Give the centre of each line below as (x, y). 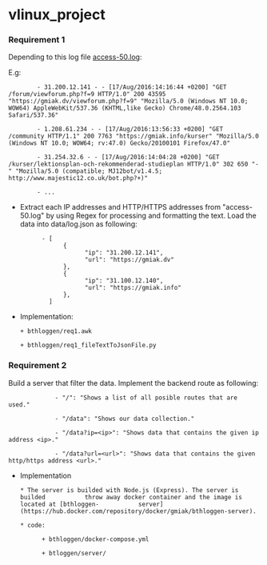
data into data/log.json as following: (78, 224)
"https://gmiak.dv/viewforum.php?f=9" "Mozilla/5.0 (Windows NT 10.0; (128, 102)
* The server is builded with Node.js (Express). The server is (129, 490)
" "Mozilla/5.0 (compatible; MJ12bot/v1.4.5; (85, 171)
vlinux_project (57, 15)
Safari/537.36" (34, 115)
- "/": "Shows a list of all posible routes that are (146, 398)
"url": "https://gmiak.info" (133, 288)
